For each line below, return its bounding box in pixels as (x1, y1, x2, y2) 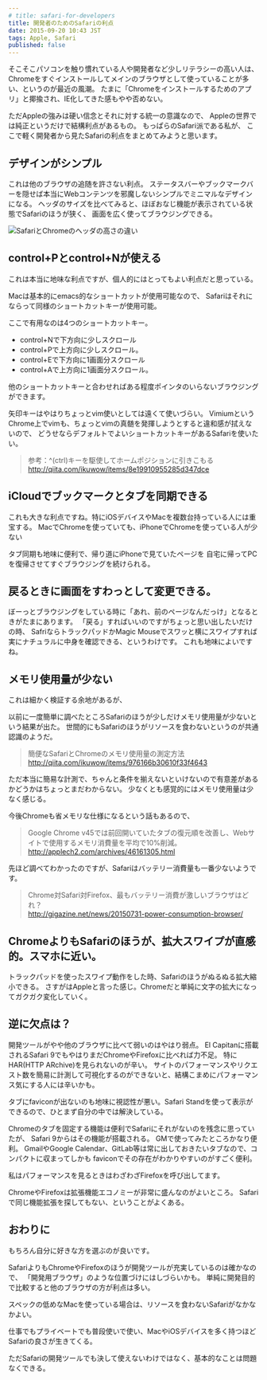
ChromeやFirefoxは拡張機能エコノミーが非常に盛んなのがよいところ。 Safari (8, 1187, 259, 1197)
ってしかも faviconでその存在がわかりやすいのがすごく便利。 (56, 1153, 257, 1163)
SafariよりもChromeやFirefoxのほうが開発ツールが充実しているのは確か (8, 1262, 243, 1272)
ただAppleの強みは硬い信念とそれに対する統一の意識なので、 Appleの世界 (8, 111, 250, 120)
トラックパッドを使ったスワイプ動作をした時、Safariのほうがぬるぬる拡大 (8, 972, 250, 981)
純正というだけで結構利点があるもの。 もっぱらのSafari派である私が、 (14, 121, 245, 131)
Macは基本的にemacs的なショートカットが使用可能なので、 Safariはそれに (8, 291, 253, 300)
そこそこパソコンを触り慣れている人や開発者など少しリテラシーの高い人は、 (8, 65, 259, 74)
